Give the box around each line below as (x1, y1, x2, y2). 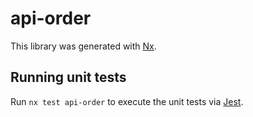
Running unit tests (10, 69, 127, 86)
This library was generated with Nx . (10, 40, 157, 52)
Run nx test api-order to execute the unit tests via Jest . (10, 95, 244, 107)
